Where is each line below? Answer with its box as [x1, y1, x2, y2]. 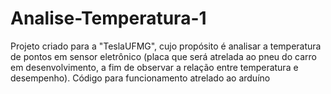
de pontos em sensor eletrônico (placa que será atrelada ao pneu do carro [10, 50, 317, 62]
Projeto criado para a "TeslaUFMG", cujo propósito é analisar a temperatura [10, 40, 322, 52]
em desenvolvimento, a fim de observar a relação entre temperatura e [10, 61, 299, 73]
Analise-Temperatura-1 [10, 7, 207, 30]
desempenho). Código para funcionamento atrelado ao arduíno [10, 72, 271, 84]
